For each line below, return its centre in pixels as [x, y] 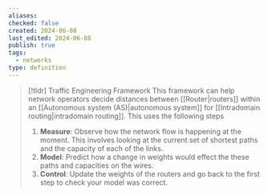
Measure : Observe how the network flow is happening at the [141, 131]
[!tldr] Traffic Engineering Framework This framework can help [131, 90]
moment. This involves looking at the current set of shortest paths [149, 140]
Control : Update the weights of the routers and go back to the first [150, 173]
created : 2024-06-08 [43, 30]
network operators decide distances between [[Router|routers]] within [144, 99]
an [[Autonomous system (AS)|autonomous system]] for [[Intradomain [144, 107]
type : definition [37, 68]
